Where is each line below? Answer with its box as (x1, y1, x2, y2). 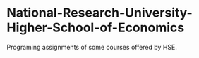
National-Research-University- (6, 5, 193, 21)
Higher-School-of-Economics (6, 20, 185, 36)
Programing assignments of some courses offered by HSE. (6, 43, 177, 51)
